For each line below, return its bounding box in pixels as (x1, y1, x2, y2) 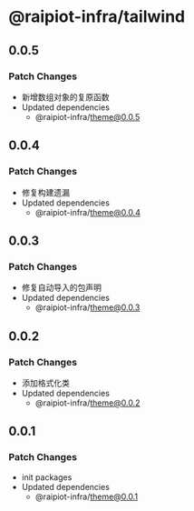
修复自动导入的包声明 (21, 282, 102, 293)
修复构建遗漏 (21, 186, 70, 197)
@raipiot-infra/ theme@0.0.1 (34, 491, 138, 502)
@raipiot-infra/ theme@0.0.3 (34, 302, 141, 313)
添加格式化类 (21, 377, 70, 388)
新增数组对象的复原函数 (21, 91, 110, 102)
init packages (21, 471, 73, 483)
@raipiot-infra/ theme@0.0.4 (34, 206, 141, 217)
